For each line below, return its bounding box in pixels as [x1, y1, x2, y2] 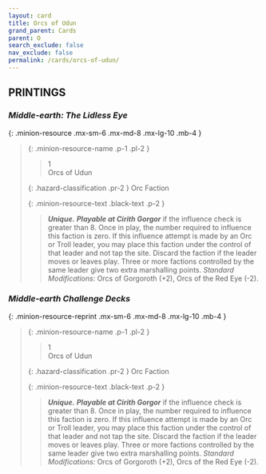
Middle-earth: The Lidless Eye [8, 110, 128, 121]
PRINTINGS [8, 86, 66, 100]
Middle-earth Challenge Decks [8, 293, 131, 305]
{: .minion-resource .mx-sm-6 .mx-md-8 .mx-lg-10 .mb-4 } [8, 128, 202, 137]
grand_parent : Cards [8, 26, 77, 34]
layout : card [8, 11, 52, 20]
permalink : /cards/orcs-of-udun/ [8, 57, 120, 65]
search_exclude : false [8, 42, 84, 50]
